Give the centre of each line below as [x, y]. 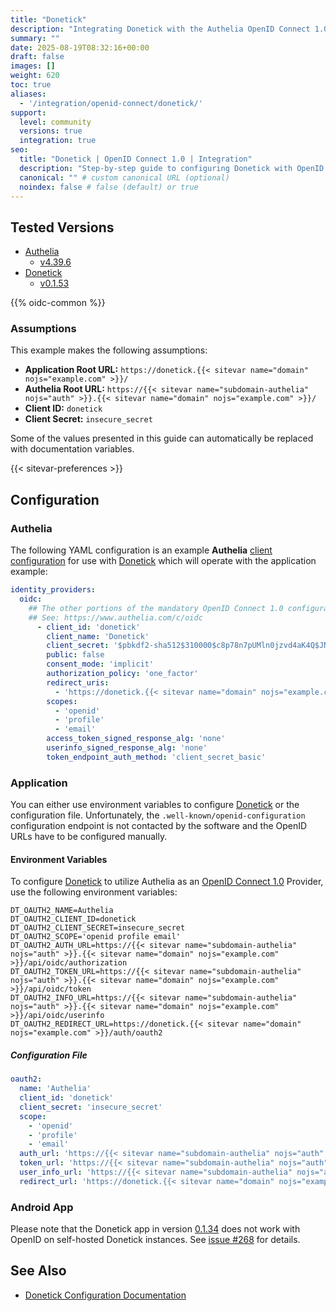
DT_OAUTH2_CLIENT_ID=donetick [73, 919]
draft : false [37, 57]
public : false [75, 655]
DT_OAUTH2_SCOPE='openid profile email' [96, 937]
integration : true [58, 141]
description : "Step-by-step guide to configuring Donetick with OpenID [172, 168]
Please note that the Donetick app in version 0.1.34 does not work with [155, 1229]
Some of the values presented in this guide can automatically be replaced [162, 438]
